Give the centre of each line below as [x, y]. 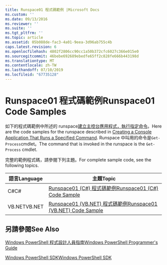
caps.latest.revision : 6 [31, 47]
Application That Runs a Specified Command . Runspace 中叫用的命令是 [78, 137]
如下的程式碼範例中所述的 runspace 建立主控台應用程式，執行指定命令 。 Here [83, 126]
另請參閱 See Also [32, 229]
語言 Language [26, 178]
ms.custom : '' [20, 14]
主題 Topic [104, 178]
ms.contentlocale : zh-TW [31, 65]
